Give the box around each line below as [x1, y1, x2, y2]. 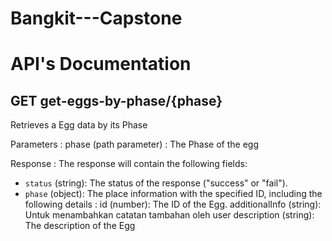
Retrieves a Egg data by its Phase [10, 119, 148, 131]
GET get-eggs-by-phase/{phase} [10, 92, 223, 109]
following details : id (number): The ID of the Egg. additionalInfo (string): [24, 198, 322, 211]
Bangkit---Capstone [10, 7, 183, 30]
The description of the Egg [24, 220, 136, 232]
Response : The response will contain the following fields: [10, 158, 248, 170]
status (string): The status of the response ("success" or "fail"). [24, 177, 288, 189]
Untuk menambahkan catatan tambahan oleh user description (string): [24, 209, 315, 221]
